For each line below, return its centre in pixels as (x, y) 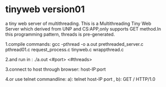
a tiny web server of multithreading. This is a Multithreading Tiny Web (78, 23)
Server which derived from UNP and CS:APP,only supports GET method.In (83, 28)
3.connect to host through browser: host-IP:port (56, 69)
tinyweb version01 (45, 9)
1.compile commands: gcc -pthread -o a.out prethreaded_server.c (74, 44)
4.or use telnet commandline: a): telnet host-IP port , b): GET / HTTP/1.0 (80, 79)
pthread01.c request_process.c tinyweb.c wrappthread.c (64, 49)
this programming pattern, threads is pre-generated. (60, 34)
